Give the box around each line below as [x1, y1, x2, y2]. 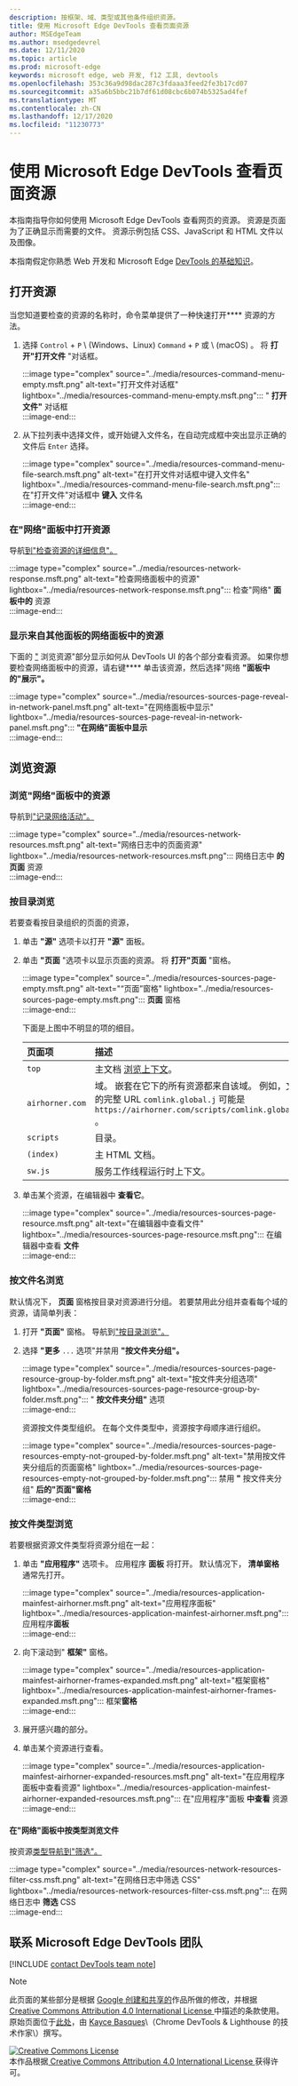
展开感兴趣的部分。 [21, 1724, 93, 1734]
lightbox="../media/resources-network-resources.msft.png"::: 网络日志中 [9, 850, 275, 862]
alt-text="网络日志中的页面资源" [85, 840, 203, 850]
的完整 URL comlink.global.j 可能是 [94, 1094, 246, 1106]
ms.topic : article [9, 54, 77, 63]
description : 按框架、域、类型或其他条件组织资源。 [9, 12, 180, 22]
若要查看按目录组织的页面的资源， [9, 917, 134, 928]
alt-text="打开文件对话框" [85, 378, 179, 389]
